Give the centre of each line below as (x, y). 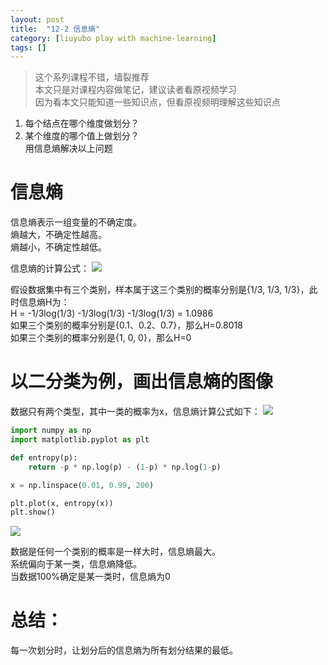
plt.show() (33, 512)
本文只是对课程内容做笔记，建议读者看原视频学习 (135, 90)
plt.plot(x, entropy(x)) (62, 503)
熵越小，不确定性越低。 (58, 247)
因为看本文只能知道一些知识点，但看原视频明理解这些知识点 (157, 102)
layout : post (37, 19)
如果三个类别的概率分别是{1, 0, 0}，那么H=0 (101, 338)
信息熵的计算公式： (50, 268)
